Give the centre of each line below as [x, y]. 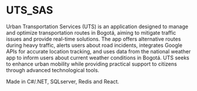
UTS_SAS [30, 10]
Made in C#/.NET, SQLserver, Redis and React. [63, 81]
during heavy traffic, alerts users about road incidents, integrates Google [94, 45]
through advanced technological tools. [53, 70]
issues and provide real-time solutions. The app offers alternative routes [94, 39]
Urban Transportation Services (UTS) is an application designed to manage [97, 26]
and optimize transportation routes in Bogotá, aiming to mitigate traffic [91, 32]
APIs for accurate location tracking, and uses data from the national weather [98, 51]
